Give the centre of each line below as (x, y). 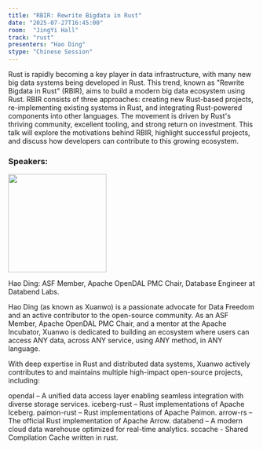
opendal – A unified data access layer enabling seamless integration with (126, 396)
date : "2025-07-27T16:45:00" (56, 23)
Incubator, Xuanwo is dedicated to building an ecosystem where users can (129, 332)
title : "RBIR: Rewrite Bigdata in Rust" (75, 15)
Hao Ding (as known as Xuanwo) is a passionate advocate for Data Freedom (131, 307)
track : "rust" (31, 37)
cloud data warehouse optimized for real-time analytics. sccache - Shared (128, 430)
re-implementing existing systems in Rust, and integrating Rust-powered (125, 108)
